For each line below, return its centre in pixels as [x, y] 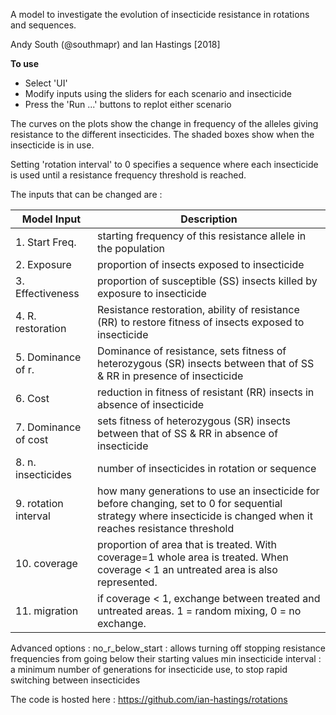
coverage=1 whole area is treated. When [193, 557]
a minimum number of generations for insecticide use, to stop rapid [149, 669]
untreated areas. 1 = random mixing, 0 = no [199, 611]
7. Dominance [48, 427]
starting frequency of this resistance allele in [202, 236]
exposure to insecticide [152, 293]
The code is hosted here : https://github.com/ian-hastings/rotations [149, 699]
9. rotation [39, 503]
